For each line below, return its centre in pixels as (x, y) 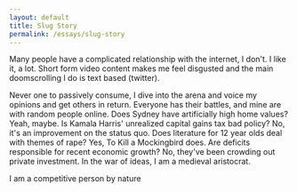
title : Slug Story (43, 26)
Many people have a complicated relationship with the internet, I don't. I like (148, 60)
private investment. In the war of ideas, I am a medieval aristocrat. (130, 162)
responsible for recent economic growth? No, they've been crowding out (142, 152)
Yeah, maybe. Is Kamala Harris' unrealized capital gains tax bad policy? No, (147, 124)
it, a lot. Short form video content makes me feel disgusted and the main (141, 68)
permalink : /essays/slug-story (67, 34)
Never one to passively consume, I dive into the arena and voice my (133, 95)
